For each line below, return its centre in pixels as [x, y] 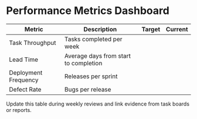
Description [100, 29]
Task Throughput [33, 43]
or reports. [19, 110]
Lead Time [24, 60]
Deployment [26, 72]
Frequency [24, 80]
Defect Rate [25, 89]
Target [151, 29]
